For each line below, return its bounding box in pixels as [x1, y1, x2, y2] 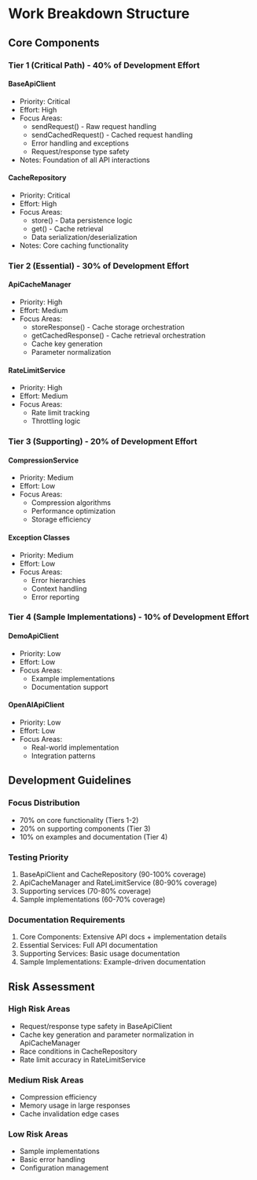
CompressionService [8, 455, 79, 465]
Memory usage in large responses [19, 1101, 131, 1110]
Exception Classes [8, 533, 71, 542]
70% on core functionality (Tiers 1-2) [19, 815, 139, 824]
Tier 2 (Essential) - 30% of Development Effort [8, 260, 189, 271]
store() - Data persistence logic [31, 216, 133, 225]
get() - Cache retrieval [31, 223, 104, 233]
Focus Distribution [8, 798, 80, 809]
